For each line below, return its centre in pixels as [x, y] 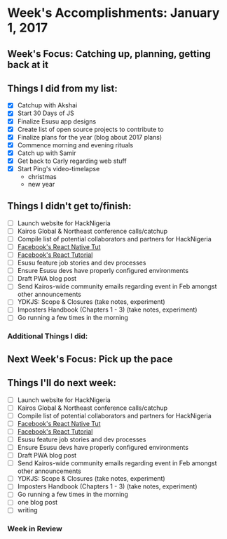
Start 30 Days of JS [46, 113]
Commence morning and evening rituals [75, 145]
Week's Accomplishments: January [113, 13]
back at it [28, 65]
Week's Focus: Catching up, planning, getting [109, 54]
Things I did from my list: [62, 88]
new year [41, 184]
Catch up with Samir [47, 153]
